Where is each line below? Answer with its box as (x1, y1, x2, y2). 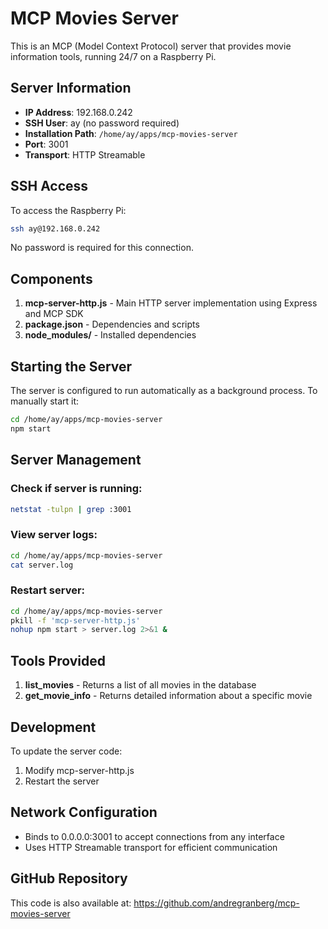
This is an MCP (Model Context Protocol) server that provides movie (10, 40, 292, 52)
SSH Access (10, 178, 89, 195)
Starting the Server (10, 358, 133, 375)
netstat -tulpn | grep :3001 (10, 504, 132, 514)
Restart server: (10, 583, 86, 597)
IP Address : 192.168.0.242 (24, 106, 133, 118)
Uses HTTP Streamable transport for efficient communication (24, 841, 278, 853)
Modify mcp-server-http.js (24, 764, 135, 776)
